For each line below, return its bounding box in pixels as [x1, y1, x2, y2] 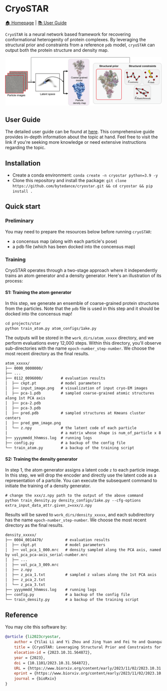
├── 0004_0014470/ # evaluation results [5, 538, 110, 543]
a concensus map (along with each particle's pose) [12, 238, 118, 244]
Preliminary [5, 217, 34, 224]
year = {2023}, [14, 655, 46, 660]
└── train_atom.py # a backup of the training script [5, 446, 135, 451]
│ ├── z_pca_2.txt [5, 578, 46, 583]
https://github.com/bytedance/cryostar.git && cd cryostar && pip [12, 184, 153, 189]
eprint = [14, 671, 32, 676]
